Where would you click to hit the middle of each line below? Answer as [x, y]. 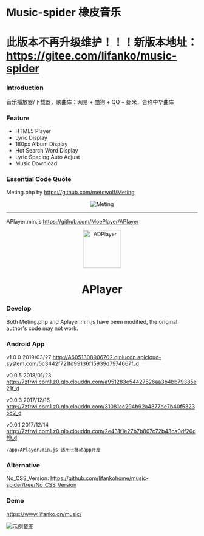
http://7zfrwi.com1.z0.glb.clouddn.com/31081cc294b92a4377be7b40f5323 [101, 407]
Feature [18, 118]
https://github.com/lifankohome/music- [100, 478]
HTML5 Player [33, 131]
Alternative [23, 465]
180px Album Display [41, 144]
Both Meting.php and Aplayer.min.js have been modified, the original [92, 321]
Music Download [36, 163]
